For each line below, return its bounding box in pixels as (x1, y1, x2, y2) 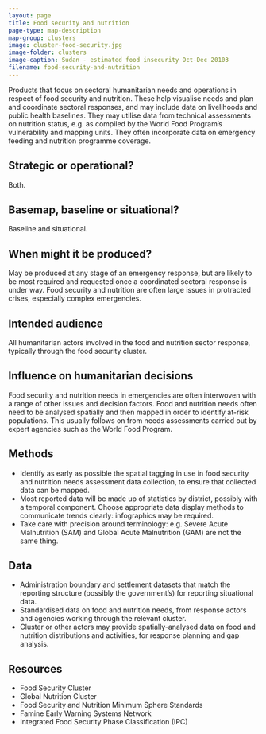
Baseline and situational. (8, 224, 88, 234)
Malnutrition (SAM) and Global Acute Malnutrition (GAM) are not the (19, 527, 242, 537)
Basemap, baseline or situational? (8, 203, 179, 216)
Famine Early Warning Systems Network (19, 709, 152, 718)
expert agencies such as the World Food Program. (8, 424, 173, 433)
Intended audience (8, 317, 103, 330)
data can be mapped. (19, 485, 90, 495)
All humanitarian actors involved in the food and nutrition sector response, (8, 338, 251, 347)
